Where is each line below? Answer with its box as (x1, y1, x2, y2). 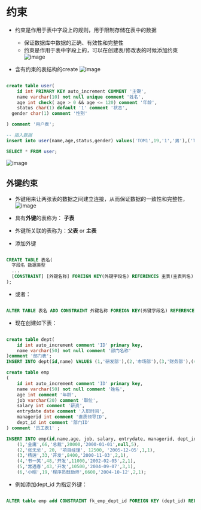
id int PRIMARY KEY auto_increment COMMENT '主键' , (17, 88, 147, 94)
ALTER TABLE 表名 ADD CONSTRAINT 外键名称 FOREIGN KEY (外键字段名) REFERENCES (6, 307, 197, 314)
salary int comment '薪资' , (17, 403, 85, 409)
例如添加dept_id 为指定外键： (14, 481, 88, 488)
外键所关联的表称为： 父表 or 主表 (14, 227, 97, 234)
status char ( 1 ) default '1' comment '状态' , (17, 105, 128, 111)
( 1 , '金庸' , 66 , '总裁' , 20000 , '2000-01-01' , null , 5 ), (17, 441, 139, 447)
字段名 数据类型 (11, 262, 46, 268)
